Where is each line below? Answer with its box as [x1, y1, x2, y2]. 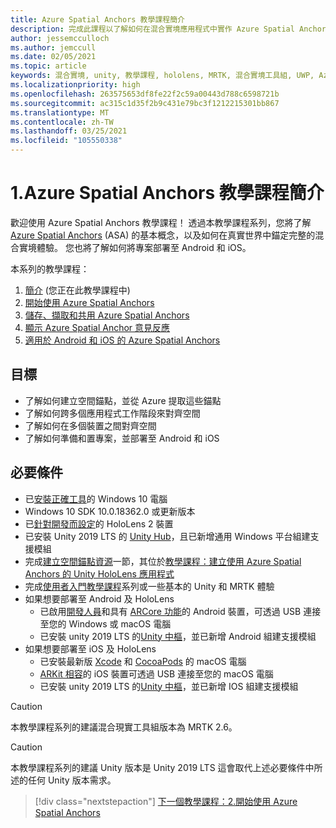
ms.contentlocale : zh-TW [10, 117, 114, 127]
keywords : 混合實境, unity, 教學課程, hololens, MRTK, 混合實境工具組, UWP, [10, 71, 315, 81]
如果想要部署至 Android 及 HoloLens [24, 592, 175, 605]
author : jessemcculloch [10, 33, 110, 43]
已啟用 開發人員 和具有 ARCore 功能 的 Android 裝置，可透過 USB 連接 [39, 605, 322, 617]
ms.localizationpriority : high [10, 80, 141, 90]
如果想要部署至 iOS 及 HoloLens [24, 642, 157, 655]
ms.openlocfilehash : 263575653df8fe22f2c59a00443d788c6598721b [10, 89, 280, 99]
